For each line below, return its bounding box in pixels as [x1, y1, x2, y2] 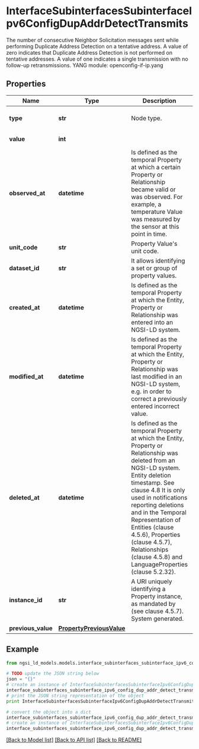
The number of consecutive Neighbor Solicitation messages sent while [6, 36, 179, 43]
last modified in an [131, 372, 182, 381]
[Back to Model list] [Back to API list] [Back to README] [6, 737, 142, 744]
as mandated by [131, 599, 176, 608]
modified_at [9, 372, 44, 381]
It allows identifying [131, 257, 185, 265]
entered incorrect [131, 402, 179, 410]
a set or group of [131, 264, 178, 272]
